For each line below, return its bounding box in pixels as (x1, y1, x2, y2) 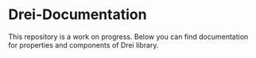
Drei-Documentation (8, 6, 147, 24)
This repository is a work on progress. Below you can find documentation (8, 32, 249, 41)
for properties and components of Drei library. (8, 40, 159, 49)
